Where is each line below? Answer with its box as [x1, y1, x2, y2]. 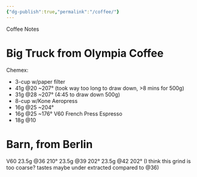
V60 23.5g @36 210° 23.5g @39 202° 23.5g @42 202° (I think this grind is [6, 157, 191, 164]
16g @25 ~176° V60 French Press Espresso [14, 110, 123, 117]
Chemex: [6, 66, 29, 73]
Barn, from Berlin [6, 137, 93, 151]
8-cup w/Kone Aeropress [14, 97, 78, 104]
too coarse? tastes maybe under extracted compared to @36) [6, 164, 159, 171]
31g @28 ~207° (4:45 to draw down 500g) [14, 91, 120, 98]
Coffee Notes [6, 25, 40, 33]
